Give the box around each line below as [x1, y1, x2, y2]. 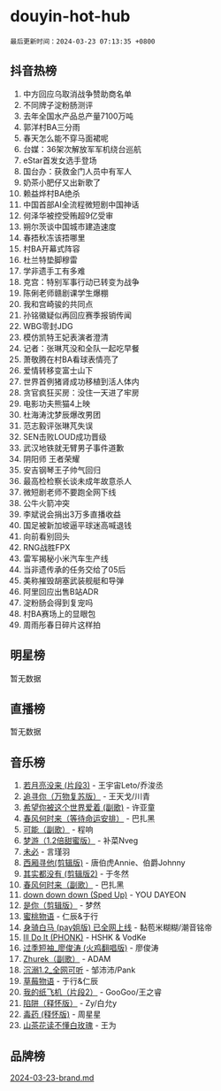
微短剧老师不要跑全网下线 [22, 487, 117, 497]
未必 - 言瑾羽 [22, 847, 71, 857]
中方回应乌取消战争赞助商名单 [22, 88, 132, 99]
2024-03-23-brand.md [10, 1072, 95, 1083]
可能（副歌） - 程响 [22, 825, 94, 835]
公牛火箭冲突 [22, 497, 70, 508]
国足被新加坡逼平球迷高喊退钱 [22, 519, 132, 530]
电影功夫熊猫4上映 [22, 398, 91, 409]
